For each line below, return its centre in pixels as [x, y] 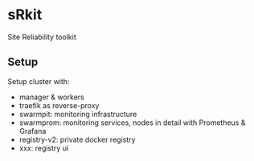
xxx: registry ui [44, 148]
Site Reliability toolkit [42, 37]
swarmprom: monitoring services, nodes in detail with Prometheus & [132, 123]
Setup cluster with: [39, 81]
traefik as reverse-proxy [59, 105]
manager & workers [52, 97]
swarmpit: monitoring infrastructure [78, 114]
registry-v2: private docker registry [77, 139]
